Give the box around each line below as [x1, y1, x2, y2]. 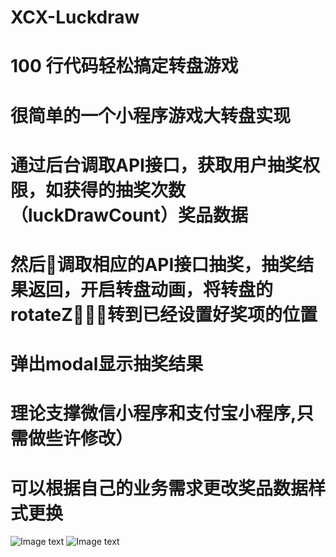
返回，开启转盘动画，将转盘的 [28, 278, 274, 301]
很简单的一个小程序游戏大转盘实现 [10, 104, 292, 127]
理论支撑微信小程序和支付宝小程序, [10, 402, 297, 425]
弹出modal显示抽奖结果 [10, 353, 204, 376]
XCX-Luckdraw [10, 6, 140, 29]
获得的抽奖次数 [63, 179, 187, 201]
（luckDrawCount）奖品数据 [10, 204, 249, 226]
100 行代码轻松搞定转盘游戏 [10, 55, 239, 78]
